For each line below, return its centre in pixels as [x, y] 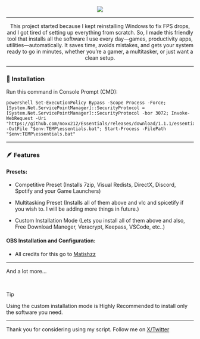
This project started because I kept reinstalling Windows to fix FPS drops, [100, 26]
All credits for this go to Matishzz [55, 254]
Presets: [17, 171]
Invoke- [181, 113]
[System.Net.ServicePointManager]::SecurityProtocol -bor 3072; [87, 113]
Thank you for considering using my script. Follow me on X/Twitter [88, 329]
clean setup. [100, 58]
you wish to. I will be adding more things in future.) [77, 209]
